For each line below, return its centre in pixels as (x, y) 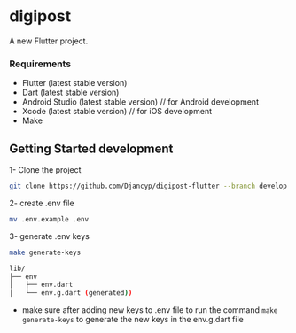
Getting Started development (91, 148)
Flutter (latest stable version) (74, 83)
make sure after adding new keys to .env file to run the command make (150, 310)
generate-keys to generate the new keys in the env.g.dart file (132, 320)
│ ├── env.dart (41, 285)
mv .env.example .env (49, 219)
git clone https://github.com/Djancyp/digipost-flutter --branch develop (148, 186)
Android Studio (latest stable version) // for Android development (140, 102)
